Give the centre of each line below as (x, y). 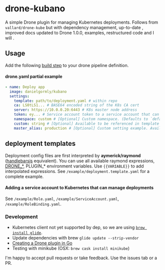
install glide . (27, 233)
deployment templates (41, 144)
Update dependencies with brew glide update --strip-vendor (75, 238)
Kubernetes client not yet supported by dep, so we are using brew (78, 228)
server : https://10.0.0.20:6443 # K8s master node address (76, 110)
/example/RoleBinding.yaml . (33, 204)
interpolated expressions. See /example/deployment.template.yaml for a (77, 171)
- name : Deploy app (25, 87)
